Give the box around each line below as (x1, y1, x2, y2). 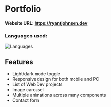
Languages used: (5, 32, 48, 39)
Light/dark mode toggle (12, 71, 61, 77)
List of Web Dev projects (12, 81, 63, 87)
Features (5, 58, 33, 66)
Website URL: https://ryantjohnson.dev (5, 20, 88, 26)
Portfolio (5, 3, 41, 15)
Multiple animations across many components (12, 92, 106, 98)
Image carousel (12, 86, 44, 92)
